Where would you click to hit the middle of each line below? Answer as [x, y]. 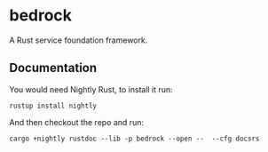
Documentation [53, 68]
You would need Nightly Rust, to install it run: [91, 89]
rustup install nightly [53, 106]
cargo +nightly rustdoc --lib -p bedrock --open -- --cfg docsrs [134, 139]
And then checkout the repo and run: [77, 122]
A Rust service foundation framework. [79, 40]
